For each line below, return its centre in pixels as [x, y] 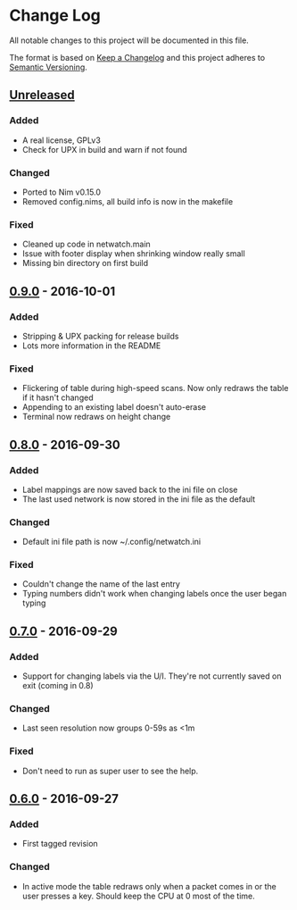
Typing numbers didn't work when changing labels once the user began [154, 594]
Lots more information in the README [91, 346]
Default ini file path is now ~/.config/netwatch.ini [111, 542]
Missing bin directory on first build [85, 263]
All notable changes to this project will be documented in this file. [129, 40]
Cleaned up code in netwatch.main [87, 244]
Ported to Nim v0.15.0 [61, 192]
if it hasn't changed [58, 397]
